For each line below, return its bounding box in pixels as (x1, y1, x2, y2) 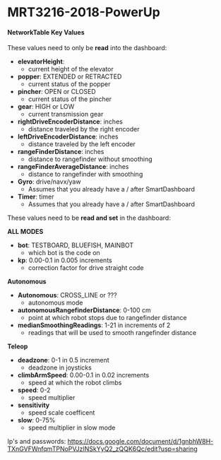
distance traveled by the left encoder (28, 140, 136, 148)
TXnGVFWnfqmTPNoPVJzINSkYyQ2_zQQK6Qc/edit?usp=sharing (7, 444, 198, 453)
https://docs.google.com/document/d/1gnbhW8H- (67, 437, 214, 446)
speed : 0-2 (17, 386, 51, 394)
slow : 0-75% (17, 416, 56, 425)
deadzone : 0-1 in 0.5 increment (17, 356, 109, 365)
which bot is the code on (28, 249, 100, 257)
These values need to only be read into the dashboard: (7, 44, 167, 52)
